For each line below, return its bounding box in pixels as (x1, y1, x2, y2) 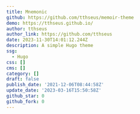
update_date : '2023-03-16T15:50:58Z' (6, 87, 102, 93)
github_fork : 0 (6, 98, 45, 104)
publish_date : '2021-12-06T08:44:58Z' (6, 82, 104, 88)
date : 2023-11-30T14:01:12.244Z (6, 37, 88, 43)
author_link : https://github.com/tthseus (6, 31, 113, 37)
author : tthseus (6, 25, 47, 32)
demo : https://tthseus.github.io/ (6, 20, 94, 26)
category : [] (6, 71, 39, 77)
